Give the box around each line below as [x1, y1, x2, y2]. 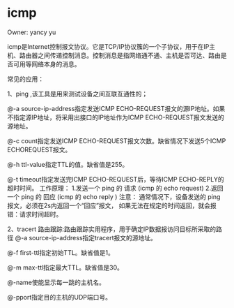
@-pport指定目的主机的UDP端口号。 [7, 293, 112, 301]
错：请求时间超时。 [7, 210, 63, 218]
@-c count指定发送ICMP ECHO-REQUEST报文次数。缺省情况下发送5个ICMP [7, 136, 226, 145]
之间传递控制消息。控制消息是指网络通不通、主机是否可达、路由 [37, 51, 221, 59]
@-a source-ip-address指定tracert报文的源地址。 [15, 233, 157, 242]
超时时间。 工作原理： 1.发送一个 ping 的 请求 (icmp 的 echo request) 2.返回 [7, 184, 224, 192]
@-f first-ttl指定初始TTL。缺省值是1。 [7, 248, 115, 256]
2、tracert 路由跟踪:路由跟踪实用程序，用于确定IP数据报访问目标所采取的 [7, 225, 217, 233]
